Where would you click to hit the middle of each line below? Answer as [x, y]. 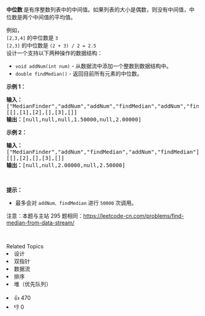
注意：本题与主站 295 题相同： [45, 216]
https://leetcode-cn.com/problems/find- [134, 216]
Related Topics [25, 246]
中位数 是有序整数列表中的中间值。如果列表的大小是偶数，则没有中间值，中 [101, 9]
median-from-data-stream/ [41, 223]
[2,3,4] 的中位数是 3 [32, 38]
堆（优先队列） [33, 284]
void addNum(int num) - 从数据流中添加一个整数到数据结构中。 [93, 66]
